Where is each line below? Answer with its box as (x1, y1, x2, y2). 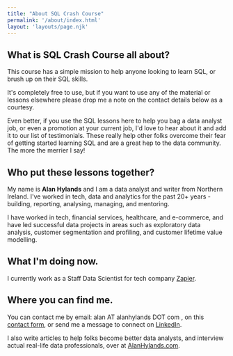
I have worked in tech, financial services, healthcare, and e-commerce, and (7, 213, 224, 222)
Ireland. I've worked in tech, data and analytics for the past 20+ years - (7, 192, 211, 201)
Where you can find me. (7, 294, 113, 307)
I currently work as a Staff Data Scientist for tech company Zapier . (7, 274, 197, 282)
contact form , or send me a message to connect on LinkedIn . (7, 320, 182, 328)
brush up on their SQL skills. (7, 75, 88, 84)
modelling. (7, 235, 38, 244)
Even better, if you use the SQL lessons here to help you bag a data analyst (7, 116, 223, 125)
